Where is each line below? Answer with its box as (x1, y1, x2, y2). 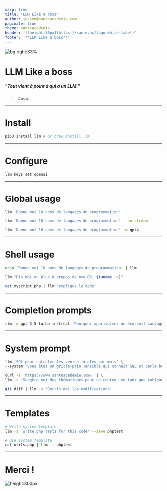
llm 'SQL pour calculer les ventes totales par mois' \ (5, 359, 123, 364)
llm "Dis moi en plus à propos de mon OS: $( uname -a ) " (5, 275, 123, 280)
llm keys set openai (5, 172, 48, 177)
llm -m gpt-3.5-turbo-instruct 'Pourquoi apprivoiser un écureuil (5, 321, 146, 326)
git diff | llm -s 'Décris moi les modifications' (5, 387, 112, 392)
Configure (5, 155, 48, 167)
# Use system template (5, 438, 52, 443)
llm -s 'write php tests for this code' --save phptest (5, 429, 123, 434)
